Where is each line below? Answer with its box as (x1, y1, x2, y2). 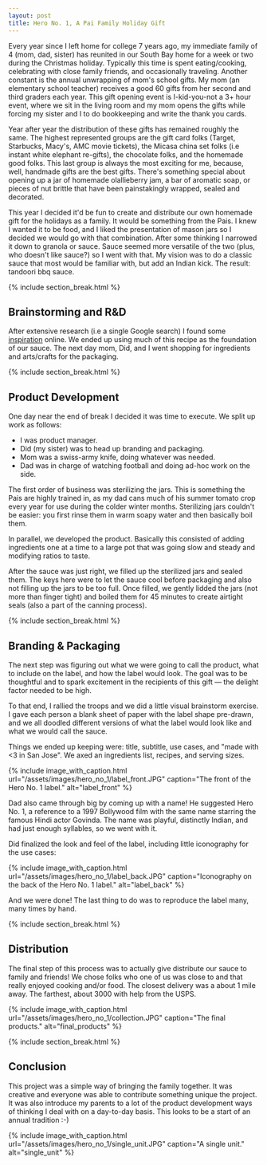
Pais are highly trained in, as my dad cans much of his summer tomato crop (8, 494, 257, 503)
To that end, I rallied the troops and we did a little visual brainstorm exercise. (8, 701, 259, 710)
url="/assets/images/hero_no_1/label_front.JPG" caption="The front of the (8, 774, 251, 784)
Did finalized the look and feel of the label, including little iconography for (8, 839, 249, 848)
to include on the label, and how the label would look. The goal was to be (8, 668, 248, 678)
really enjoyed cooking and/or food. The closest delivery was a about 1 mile (8, 980, 257, 990)
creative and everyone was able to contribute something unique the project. (8, 1089, 257, 1099)
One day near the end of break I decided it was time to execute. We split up (8, 411, 256, 421)
